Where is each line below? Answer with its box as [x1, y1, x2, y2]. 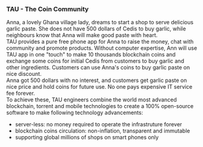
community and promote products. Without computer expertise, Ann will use [6, 44, 198, 52]
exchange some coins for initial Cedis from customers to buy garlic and [6, 57, 185, 65]
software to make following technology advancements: [6, 109, 144, 117]
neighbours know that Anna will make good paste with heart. [6, 32, 158, 39]
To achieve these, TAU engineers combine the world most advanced [6, 96, 177, 103]
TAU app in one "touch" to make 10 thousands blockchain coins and [6, 51, 176, 58]
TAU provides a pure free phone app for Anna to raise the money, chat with [6, 38, 194, 46]
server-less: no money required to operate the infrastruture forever [15, 121, 182, 128]
